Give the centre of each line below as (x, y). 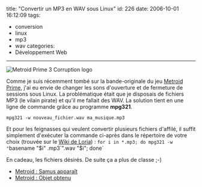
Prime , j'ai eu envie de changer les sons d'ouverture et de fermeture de (95, 87)
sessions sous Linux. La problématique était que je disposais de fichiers (95, 94)
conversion (29, 27)
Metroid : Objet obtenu (43, 178)
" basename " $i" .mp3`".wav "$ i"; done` (55, 148)
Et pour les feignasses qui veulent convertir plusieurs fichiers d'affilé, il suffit (101, 129)
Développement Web (41, 52)
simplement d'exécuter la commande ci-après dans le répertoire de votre (97, 135)
